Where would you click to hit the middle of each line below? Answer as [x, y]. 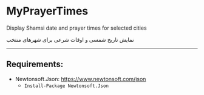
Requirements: [35, 64]
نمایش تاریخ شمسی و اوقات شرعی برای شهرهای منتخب [70, 39]
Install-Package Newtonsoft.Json [66, 86]
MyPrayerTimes [47, 11]
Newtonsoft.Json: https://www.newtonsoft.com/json [80, 79]
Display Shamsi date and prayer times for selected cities [76, 28]
